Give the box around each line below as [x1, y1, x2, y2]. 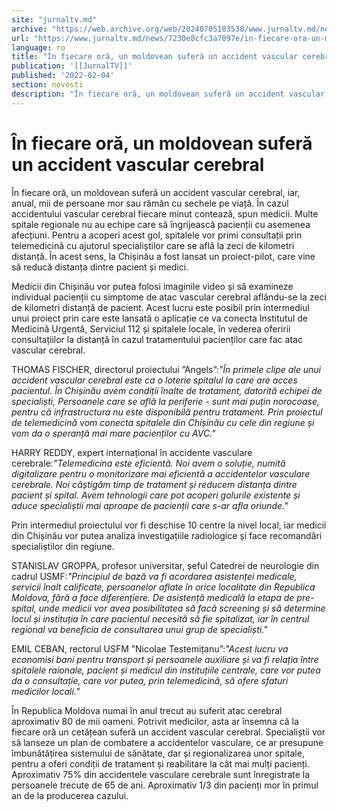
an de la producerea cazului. [11, 789, 129, 801]
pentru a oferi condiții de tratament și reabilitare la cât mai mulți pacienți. [11, 757, 310, 770]
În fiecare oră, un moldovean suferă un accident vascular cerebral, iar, [11, 186, 301, 198]
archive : [11, 24, 48, 34]
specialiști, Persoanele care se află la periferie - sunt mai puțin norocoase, [11, 395, 320, 407]
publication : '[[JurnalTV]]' [11, 61, 133, 71]
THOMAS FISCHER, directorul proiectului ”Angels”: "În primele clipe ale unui [11, 363, 322, 375]
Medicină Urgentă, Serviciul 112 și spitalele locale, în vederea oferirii [11, 322, 291, 335]
